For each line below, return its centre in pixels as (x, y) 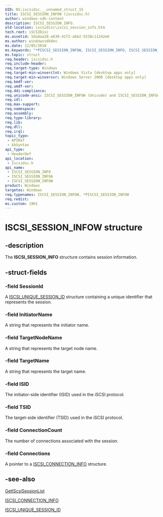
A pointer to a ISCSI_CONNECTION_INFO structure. (56, 464)
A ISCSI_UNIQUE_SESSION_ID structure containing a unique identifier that (79, 297)
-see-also (20, 479)
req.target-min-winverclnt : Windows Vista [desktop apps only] (70, 73)
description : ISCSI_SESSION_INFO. (40, 23)
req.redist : (17, 199)
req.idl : (14, 100)
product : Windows (23, 185)
